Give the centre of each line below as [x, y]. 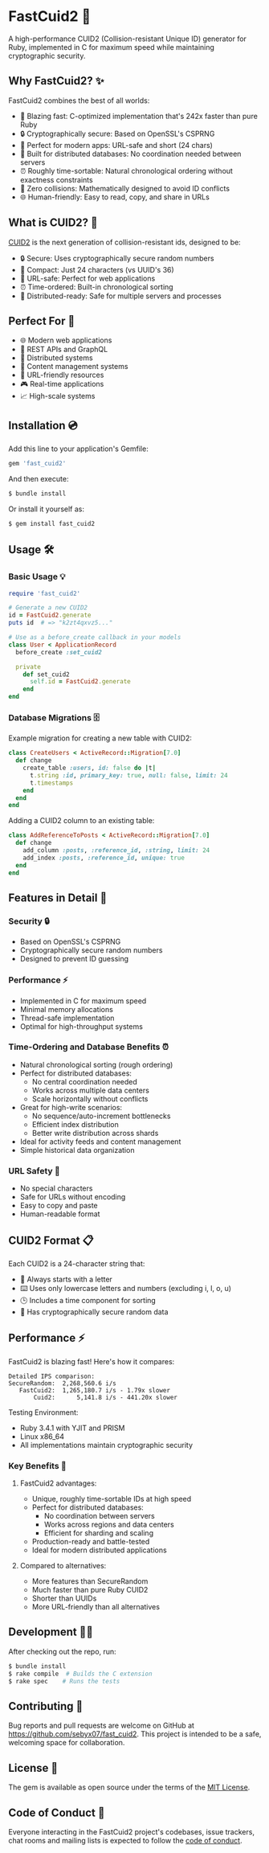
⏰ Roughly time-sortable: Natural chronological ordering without [126, 170]
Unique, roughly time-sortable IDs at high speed [112, 1499]
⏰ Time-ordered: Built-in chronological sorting [97, 287]
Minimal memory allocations [67, 1009]
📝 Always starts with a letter [66, 1279]
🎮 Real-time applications [62, 384]
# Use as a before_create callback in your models [95, 637]
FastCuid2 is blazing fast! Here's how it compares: [92, 1361]
